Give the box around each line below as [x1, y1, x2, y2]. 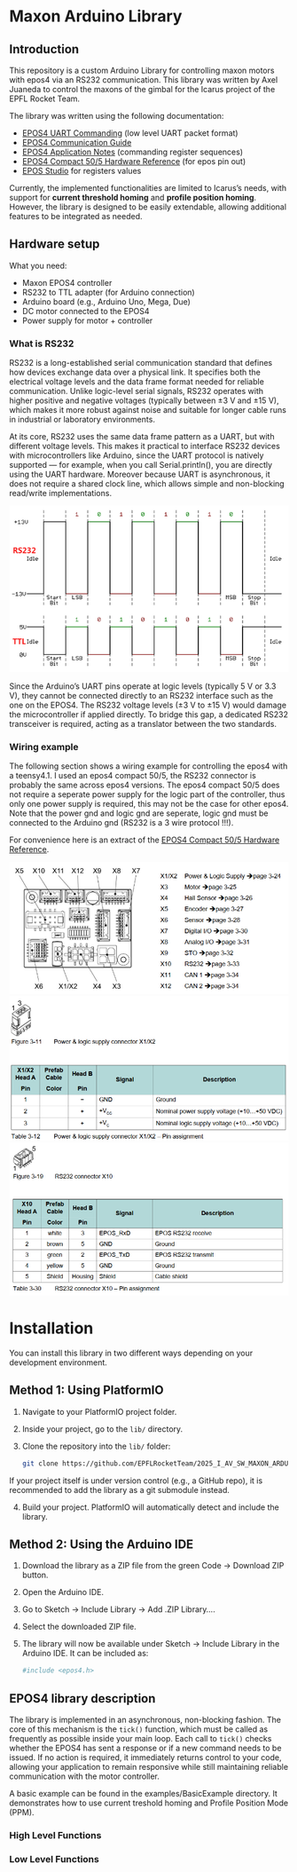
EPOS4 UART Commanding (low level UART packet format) [21, 128, 238, 138]
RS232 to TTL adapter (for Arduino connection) [21, 287, 195, 297]
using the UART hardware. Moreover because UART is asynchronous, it [9, 469, 270, 480]
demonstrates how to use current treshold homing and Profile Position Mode [9, 1797, 289, 1808]
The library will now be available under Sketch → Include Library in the [21, 1639, 280, 1649]
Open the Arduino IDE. [21, 1587, 105, 1598]
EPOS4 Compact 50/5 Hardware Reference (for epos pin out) [21, 156, 246, 166]
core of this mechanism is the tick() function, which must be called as [9, 1724, 269, 1734]
